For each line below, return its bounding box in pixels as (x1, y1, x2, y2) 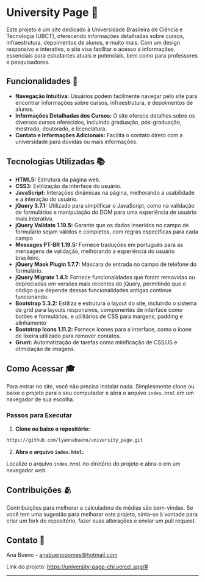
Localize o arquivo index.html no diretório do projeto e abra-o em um (6, 459, 181, 467)
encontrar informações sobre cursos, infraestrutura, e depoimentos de (15, 99, 193, 106)
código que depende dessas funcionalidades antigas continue (15, 286, 172, 293)
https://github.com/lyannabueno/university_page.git (6, 437, 143, 443)
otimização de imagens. (15, 345, 76, 352)
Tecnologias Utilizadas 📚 (6, 156, 106, 167)
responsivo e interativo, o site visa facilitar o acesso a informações (6, 45, 174, 53)
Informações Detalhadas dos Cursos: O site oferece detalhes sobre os (15, 111, 195, 119)
